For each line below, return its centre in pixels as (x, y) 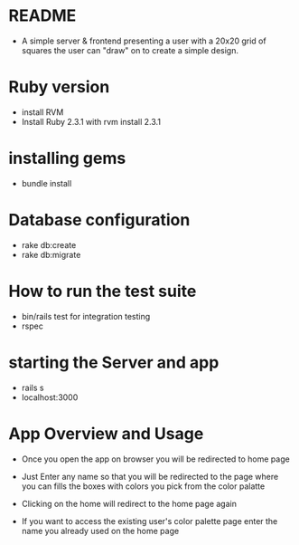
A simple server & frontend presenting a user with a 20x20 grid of (144, 41)
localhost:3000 (50, 397)
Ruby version (59, 87)
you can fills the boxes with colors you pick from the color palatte (143, 486)
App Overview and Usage (106, 433)
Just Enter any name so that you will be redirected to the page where (150, 476)
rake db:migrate (51, 254)
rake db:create (49, 244)
